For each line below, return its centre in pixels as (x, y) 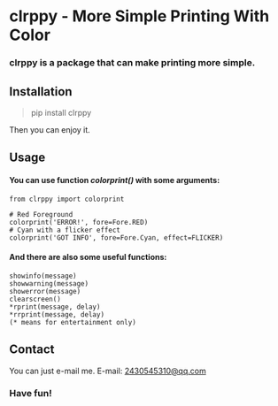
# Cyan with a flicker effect (65, 230)
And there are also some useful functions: (88, 257)
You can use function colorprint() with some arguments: (115, 180)
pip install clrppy (61, 112)
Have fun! (31, 394)
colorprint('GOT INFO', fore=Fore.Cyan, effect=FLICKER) (116, 237)
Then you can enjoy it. (50, 129)
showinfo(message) (43, 276)
